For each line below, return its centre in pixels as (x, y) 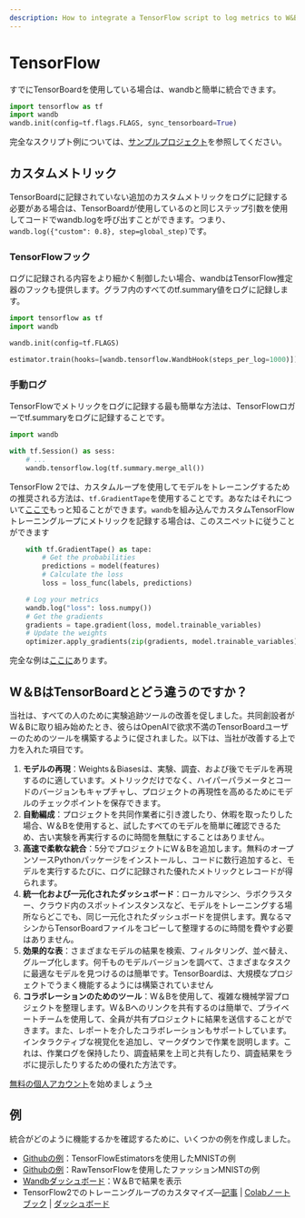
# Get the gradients (64, 616)
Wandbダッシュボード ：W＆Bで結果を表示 (102, 1181)
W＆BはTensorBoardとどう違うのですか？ (128, 692)
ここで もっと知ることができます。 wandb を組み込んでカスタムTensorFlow (160, 509)
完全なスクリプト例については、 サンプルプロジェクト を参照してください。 (148, 142)
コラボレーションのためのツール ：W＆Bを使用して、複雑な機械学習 (148, 996)
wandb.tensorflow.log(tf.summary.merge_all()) (115, 468)
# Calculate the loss (83, 575)
